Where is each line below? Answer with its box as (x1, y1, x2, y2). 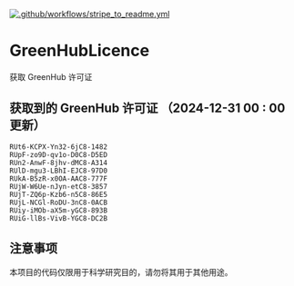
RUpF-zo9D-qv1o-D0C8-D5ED (9, 150, 107, 159)
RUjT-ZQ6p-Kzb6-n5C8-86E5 (9, 190, 107, 199)
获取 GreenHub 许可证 (9, 71, 93, 82)
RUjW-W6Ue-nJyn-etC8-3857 (9, 182, 107, 191)
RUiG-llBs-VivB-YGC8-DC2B (9, 213, 107, 222)
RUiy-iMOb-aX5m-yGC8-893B (9, 205, 107, 215)
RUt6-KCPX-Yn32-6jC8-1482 (9, 142, 107, 152)
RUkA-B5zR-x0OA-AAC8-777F (9, 173, 107, 183)
